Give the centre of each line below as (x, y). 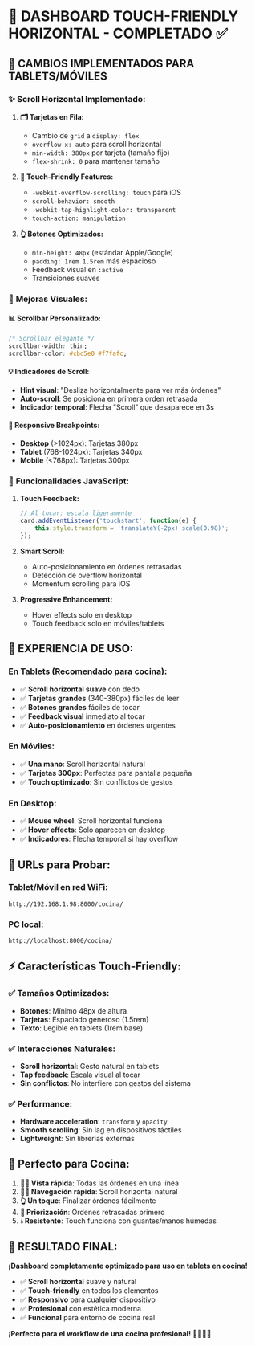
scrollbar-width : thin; (48, 346)
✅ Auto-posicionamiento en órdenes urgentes (98, 725)
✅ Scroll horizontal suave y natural (78, 1281)
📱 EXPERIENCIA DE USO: (71, 649)
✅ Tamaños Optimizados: (59, 993)
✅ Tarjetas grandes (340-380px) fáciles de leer (99, 698)
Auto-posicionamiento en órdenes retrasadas (107, 566)
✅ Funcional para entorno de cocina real (87, 1317)
